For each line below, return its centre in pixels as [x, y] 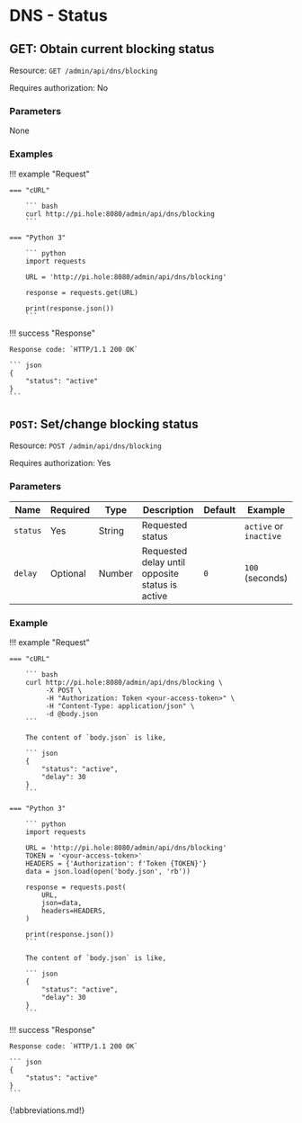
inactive [262, 536]
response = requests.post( [76, 887]
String [111, 530]
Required [71, 509]
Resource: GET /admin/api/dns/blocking [84, 70]
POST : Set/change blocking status [104, 424]
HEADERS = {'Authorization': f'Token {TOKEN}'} [116, 864]
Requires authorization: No [59, 88]
